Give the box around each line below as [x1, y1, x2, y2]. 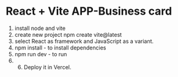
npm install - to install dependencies [14, 44, 106, 51]
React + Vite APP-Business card [6, 4, 172, 18]
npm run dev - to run [14, 50, 67, 57]
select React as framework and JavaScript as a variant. [14, 37, 154, 45]
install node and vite [14, 24, 65, 32]
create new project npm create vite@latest [14, 31, 122, 38]
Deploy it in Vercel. [23, 63, 72, 71]
